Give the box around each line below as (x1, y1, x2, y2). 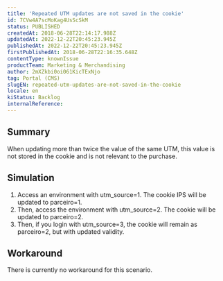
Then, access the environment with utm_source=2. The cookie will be (17, 205, 216, 214)
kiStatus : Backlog (7, 94, 60, 101)
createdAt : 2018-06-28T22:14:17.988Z (7, 29, 116, 37)
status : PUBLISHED (7, 23, 60, 30)
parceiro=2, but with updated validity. (17, 227, 125, 236)
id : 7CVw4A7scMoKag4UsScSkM (7, 17, 89, 24)
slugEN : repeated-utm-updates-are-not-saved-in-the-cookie (7, 81, 181, 88)
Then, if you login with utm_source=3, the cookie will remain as (17, 220, 197, 228)
